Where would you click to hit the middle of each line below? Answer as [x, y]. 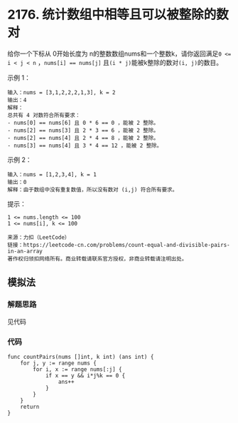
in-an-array [25, 251]
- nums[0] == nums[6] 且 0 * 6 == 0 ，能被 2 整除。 [83, 123]
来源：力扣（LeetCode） [39, 237]
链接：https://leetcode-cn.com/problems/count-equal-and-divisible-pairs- [119, 245]
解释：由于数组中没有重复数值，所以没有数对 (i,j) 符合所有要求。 [93, 190]
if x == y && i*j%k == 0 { [85, 375]
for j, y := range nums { [59, 363]
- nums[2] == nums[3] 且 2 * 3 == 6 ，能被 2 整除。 [83, 130]
